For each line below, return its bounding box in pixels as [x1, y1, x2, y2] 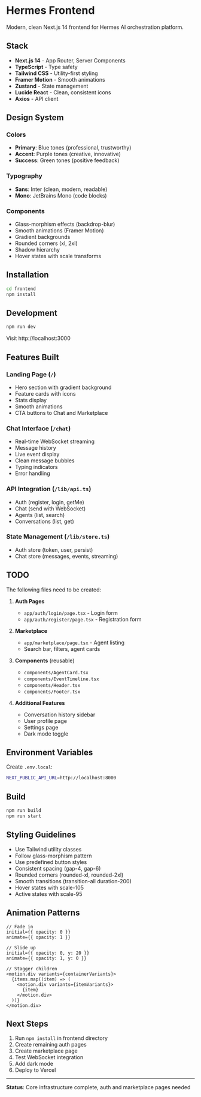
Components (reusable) [14, 657, 75, 664]
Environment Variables [6, 748, 93, 758]
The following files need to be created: [6, 586, 102, 593]
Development [6, 307, 58, 318]
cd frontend [6, 286, 36, 292]
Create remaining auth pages [14, 1041, 87, 1048]
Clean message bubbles [14, 457, 75, 464]
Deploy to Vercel [14, 1066, 56, 1074]
